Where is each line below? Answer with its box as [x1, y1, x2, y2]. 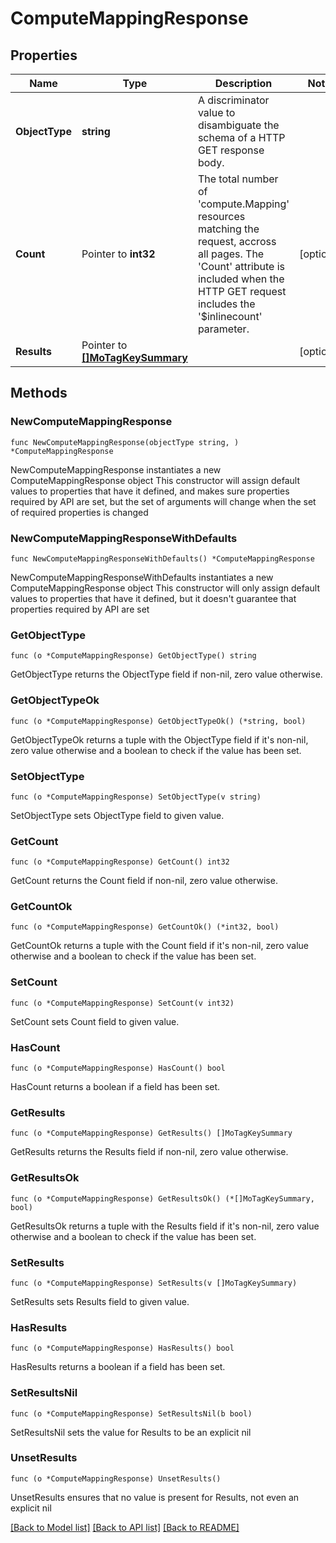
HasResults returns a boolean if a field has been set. [10, 1361, 226, 1373]
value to [197, 106, 236, 119]
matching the [197, 222, 260, 236]
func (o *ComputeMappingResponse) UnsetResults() [10, 1473, 222, 1484]
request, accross [197, 235, 277, 248]
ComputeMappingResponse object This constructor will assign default [10, 474, 301, 486]
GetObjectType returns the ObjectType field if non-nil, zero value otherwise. [10, 668, 323, 681]
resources [197, 210, 246, 223]
